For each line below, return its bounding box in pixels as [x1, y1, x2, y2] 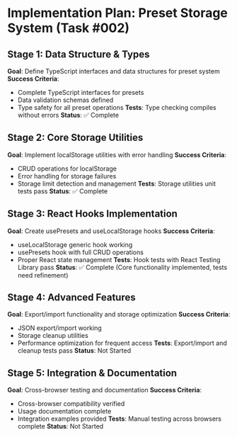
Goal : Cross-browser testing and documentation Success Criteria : [7, 386, 202, 395]
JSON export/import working [17, 324, 103, 332]
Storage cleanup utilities [17, 331, 88, 340]
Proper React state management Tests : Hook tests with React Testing [17, 255, 221, 263]
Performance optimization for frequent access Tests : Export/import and [17, 339, 228, 348]
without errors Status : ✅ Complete [17, 111, 119, 119]
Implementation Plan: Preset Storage [7, 5, 229, 21]
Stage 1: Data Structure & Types [7, 48, 150, 60]
